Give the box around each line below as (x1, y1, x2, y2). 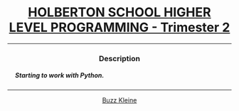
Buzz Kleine (102, 95, 137, 104)
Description (98, 53, 141, 63)
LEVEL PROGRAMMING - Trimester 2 (9, 19, 230, 36)
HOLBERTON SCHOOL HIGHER (28, 4, 211, 21)
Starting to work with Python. (15, 71, 105, 80)
